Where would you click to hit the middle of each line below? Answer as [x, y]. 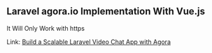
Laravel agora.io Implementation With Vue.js [106, 12]
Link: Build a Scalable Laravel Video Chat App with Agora [89, 42]
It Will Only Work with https [46, 28]
